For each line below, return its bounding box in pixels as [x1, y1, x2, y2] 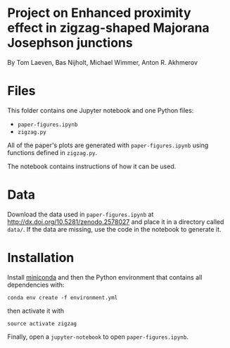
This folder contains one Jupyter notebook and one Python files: [7, 106, 194, 114]
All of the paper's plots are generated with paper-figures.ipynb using [7, 141, 209, 149]
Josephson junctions [7, 35, 133, 51]
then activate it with [7, 306, 65, 315]
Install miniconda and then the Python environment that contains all [7, 273, 203, 281]
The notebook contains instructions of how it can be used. [7, 162, 177, 170]
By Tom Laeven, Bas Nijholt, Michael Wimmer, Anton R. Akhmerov [7, 58, 198, 66]
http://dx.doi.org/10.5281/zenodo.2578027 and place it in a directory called [7, 217, 224, 226]
